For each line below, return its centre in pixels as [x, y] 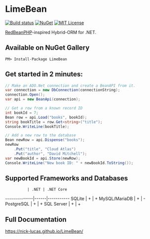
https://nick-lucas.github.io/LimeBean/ [44, 231]
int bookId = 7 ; [22, 113]
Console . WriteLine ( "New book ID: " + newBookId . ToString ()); [69, 163]
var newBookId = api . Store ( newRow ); [43, 158]
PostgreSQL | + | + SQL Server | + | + [43, 204]
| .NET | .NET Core [47, 190]
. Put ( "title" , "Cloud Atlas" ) [45, 149]
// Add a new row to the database [41, 136]
